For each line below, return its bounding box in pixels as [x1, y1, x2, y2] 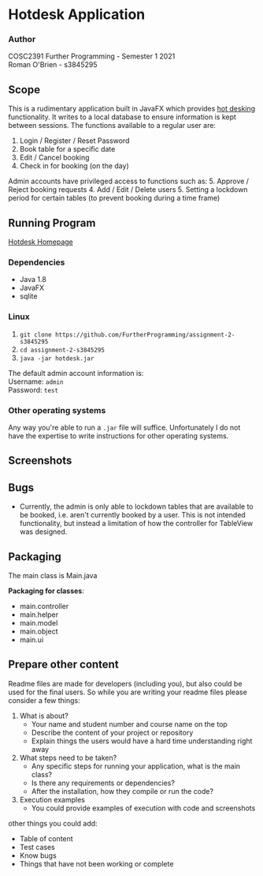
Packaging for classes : [8, 586, 84, 596]
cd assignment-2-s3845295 [19, 346, 105, 354]
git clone [19, 330, 53, 339]
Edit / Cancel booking [19, 152, 90, 163]
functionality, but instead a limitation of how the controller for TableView [19, 519, 254, 528]
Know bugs [19, 851, 57, 860]
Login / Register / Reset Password [19, 136, 130, 145]
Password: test [8, 385, 59, 394]
